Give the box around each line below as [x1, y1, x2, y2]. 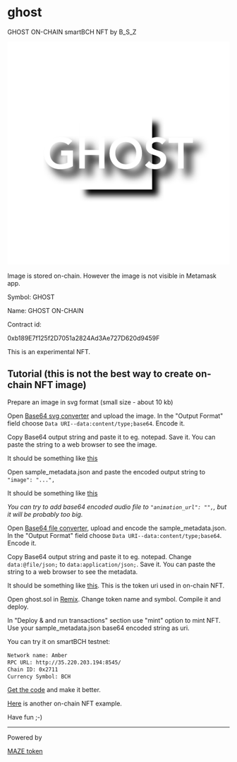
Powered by [7, 733, 42, 742]
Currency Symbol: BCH [7, 673, 71, 680]
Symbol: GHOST [7, 293, 55, 301]
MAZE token [7, 746, 44, 755]
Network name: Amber [7, 652, 68, 659]
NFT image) [34, 379, 87, 391]
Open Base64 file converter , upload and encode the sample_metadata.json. [7, 524, 227, 532]
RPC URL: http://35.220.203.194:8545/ [7, 659, 121, 666]
